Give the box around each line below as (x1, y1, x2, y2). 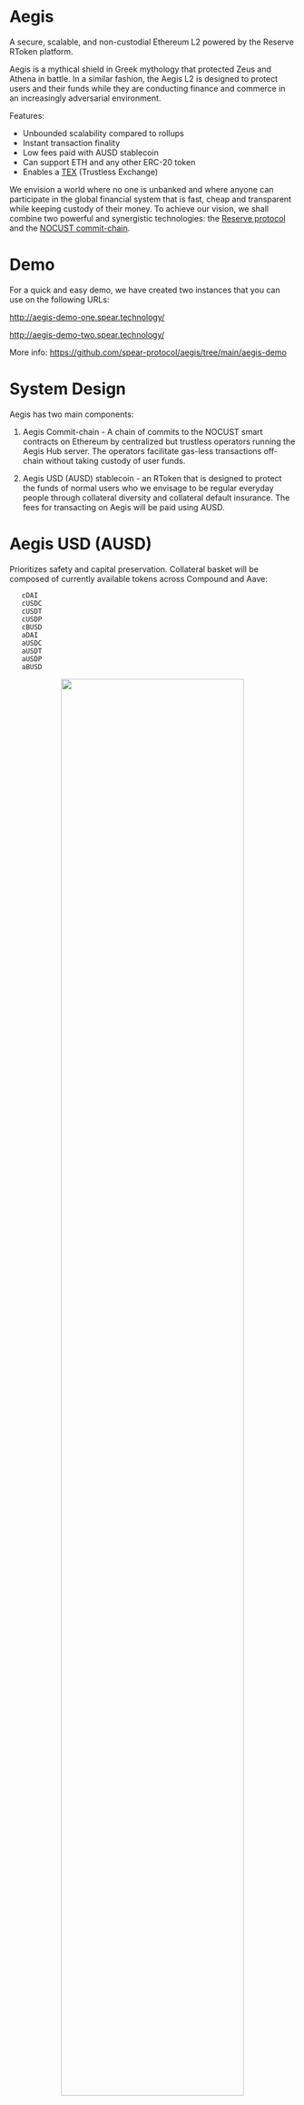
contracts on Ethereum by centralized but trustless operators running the (22, 436, 296, 447)
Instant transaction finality (22, 137, 121, 148)
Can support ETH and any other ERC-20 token (22, 156, 196, 167)
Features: (9, 110, 45, 121)
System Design (9, 379, 127, 400)
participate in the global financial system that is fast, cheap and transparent (9, 193, 292, 204)
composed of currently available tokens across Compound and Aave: (9, 573, 268, 584)
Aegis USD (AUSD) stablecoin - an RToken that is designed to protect (22, 472, 282, 483)
